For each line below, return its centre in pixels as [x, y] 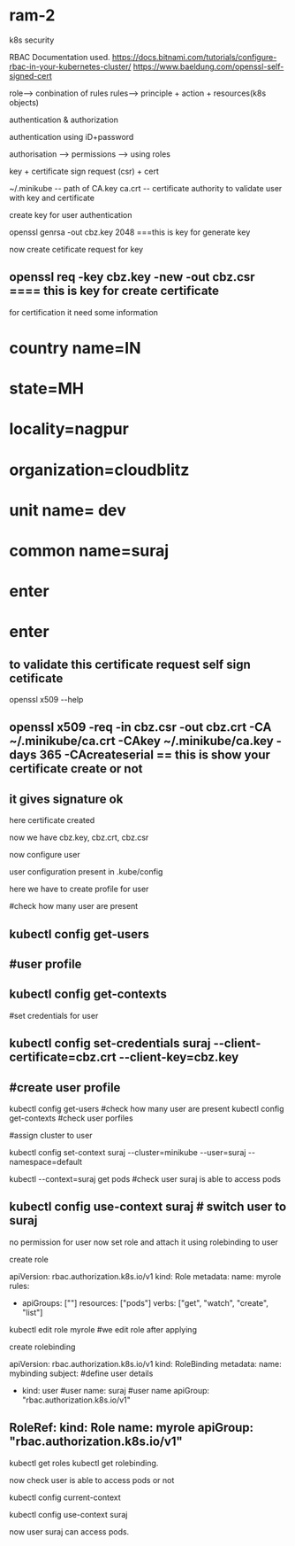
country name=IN [75, 348]
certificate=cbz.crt [63, 1057]
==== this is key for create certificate [114, 291]
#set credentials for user [54, 1015]
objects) [24, 102]
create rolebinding [42, 1347]
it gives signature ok [66, 799]
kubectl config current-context [65, 1497]
